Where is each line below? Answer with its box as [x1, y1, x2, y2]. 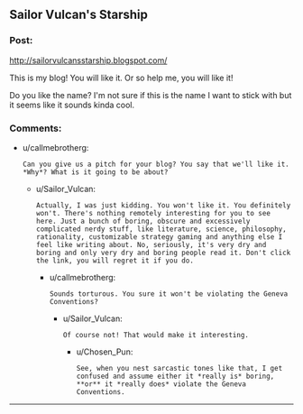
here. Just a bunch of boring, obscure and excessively [35, 216, 251, 225]
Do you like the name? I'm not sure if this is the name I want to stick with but [9, 89, 292, 100]
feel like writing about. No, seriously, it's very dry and [35, 240, 267, 249]
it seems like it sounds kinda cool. [9, 99, 135, 110]
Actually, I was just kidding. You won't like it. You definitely [35, 200, 291, 210]
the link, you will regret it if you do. [35, 256, 194, 265]
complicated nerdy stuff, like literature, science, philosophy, [35, 225, 287, 234]
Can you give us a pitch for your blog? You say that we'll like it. [22, 160, 290, 169]
